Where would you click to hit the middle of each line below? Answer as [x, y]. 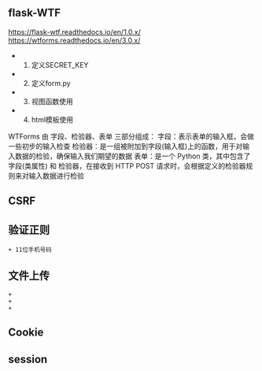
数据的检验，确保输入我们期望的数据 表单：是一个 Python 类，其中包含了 [133, 156]
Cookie [26, 333]
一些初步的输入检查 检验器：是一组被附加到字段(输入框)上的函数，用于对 [125, 146]
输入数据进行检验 [56, 176]
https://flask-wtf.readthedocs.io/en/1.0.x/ [75, 32]
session [28, 359]
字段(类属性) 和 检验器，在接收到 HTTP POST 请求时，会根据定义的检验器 [127, 165]
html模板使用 [52, 119]
